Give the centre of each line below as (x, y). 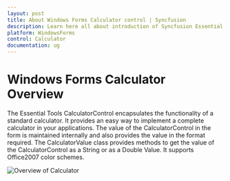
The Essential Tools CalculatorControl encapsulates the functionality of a (110, 113)
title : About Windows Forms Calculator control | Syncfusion (97, 20)
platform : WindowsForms (41, 33)
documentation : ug (33, 45)
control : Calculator (37, 39)
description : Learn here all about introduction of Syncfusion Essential (115, 26)
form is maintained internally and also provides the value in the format (106, 135)
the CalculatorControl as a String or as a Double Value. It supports (101, 149)
